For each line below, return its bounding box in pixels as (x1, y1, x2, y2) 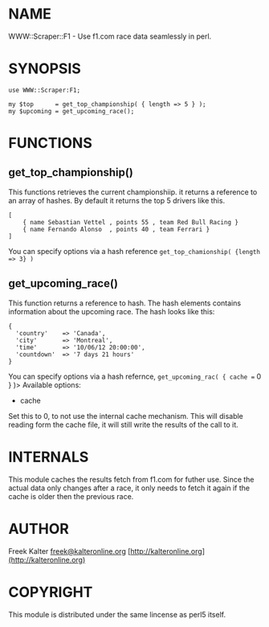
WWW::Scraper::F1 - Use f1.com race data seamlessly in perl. (8, 31, 212, 41)
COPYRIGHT (8, 583, 93, 601)
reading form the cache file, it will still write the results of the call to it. (8, 420, 238, 429)
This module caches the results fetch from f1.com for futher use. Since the (8, 474, 255, 484)
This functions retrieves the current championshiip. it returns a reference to (8, 186, 258, 197)
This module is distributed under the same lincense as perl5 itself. (8, 609, 226, 619)
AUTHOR (8, 519, 70, 538)
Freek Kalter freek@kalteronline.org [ (8, 546, 131, 555)
